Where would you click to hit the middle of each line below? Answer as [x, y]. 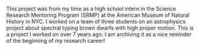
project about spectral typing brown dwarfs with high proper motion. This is [100, 28]
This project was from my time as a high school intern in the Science [91, 9]
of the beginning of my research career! [56, 41]
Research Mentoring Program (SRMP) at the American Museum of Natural [98, 15]
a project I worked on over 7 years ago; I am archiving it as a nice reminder [99, 34]
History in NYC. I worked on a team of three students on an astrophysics [96, 21]
